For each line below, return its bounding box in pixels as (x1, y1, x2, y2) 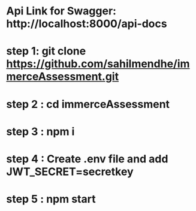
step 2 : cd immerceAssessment (6, 97, 170, 111)
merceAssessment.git (6, 70, 119, 83)
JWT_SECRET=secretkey (6, 165, 134, 178)
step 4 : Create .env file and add (6, 152, 168, 165)
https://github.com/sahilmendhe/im (6, 57, 190, 71)
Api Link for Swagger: (6, 4, 117, 18)
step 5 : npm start (6, 192, 96, 206)
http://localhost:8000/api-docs (6, 17, 167, 31)
